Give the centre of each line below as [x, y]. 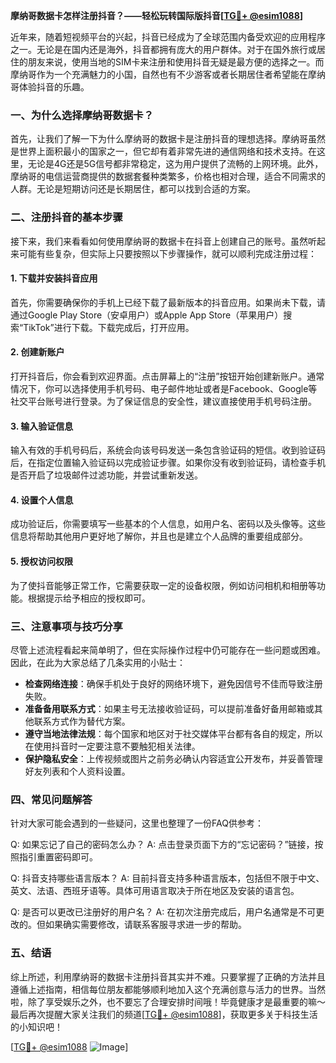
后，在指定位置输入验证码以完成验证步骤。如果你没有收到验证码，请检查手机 [168, 463]
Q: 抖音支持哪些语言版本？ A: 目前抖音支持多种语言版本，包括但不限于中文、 [167, 878]
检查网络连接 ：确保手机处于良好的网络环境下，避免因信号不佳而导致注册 [173, 683]
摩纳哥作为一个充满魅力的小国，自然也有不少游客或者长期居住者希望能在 [159, 74]
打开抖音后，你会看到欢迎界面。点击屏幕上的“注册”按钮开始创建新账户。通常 [167, 376]
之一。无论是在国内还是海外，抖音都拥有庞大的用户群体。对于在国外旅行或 [163, 49]
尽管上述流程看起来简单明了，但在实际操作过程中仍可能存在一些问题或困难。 [168, 650]
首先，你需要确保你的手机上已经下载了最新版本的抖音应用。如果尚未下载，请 [168, 302]
